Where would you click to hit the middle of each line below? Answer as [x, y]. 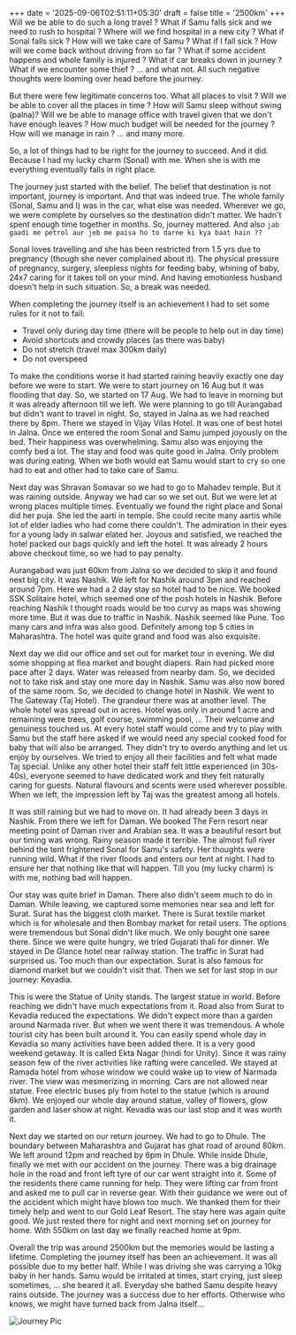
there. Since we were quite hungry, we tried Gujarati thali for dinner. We [139, 942]
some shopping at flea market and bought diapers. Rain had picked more [142, 663]
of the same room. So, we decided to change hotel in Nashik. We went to [142, 691]
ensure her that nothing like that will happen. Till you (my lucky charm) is [141, 868]
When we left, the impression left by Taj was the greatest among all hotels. [144, 795]
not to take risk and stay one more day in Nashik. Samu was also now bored [147, 682]
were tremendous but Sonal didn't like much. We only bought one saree [140, 932]
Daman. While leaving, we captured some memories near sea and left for [142, 904]
